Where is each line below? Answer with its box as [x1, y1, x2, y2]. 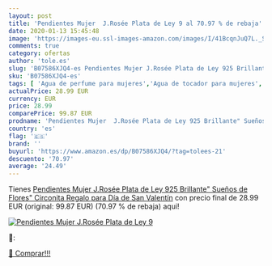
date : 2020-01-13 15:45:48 [8, 27, 100, 35]
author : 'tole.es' [8, 57, 70, 65]
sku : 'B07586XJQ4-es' [8, 72, 82, 80]
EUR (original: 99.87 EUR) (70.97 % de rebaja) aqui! [8, 201, 180, 211]
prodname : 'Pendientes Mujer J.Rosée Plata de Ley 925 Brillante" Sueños [8, 117, 266, 125]
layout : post [8, 11, 53, 20]
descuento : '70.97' [8, 154, 74, 163]
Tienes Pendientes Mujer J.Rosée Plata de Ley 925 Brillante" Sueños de [8, 184, 249, 194]
